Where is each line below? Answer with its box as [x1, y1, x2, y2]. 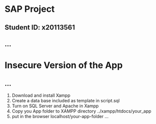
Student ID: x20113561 [4, 23, 76, 32]
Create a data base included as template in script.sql [11, 97, 120, 103]
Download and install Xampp [11, 92, 71, 98]
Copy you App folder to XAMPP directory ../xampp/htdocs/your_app [11, 108, 152, 114]
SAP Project [4, 3, 55, 15]
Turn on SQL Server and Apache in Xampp [11, 103, 99, 109]
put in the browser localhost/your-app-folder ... [11, 113, 109, 119]
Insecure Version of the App [4, 60, 123, 71]
